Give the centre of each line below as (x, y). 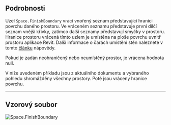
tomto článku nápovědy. (31, 47)
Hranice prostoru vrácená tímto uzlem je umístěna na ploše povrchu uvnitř (83, 37)
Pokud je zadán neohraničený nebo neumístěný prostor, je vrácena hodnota (85, 58)
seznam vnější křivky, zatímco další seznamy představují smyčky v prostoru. (85, 31)
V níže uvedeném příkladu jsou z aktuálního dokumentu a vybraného (77, 73)
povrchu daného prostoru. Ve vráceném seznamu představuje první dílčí (81, 26)
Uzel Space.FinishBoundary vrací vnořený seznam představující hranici (79, 20)
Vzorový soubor (31, 105)
